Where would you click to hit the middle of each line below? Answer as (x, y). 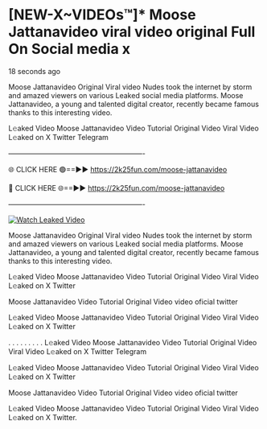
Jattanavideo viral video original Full (132, 32)
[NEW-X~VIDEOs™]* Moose (102, 15)
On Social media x (70, 49)
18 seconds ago (35, 71)
